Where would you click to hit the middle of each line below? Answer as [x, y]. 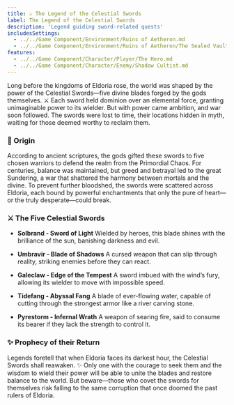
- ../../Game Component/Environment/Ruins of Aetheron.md [100, 40]
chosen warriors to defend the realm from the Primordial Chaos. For [104, 163]
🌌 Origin [21, 140]
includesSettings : [34, 33]
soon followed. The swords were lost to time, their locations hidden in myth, [116, 115]
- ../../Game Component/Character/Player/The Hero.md [93, 59]
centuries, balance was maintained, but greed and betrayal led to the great [114, 170]
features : [22, 53]
